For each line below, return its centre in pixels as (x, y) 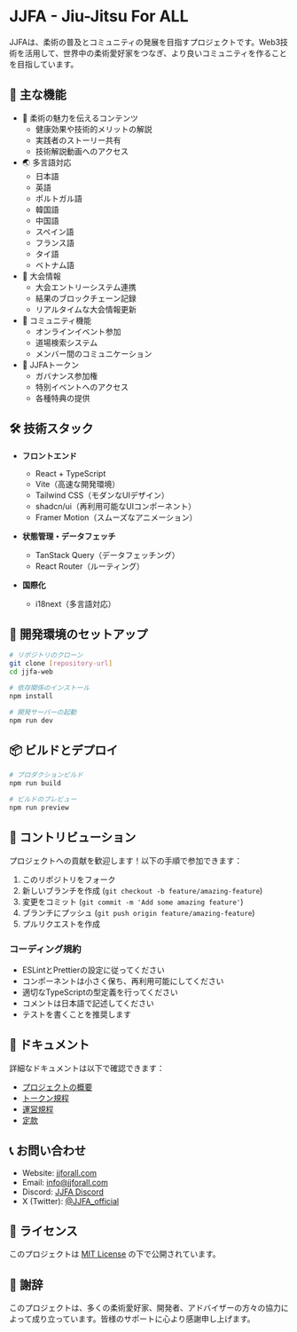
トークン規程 (45, 1098)
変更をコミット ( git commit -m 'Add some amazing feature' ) (133, 902)
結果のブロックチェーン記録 (86, 298)
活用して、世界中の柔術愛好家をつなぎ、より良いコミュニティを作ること (156, 53)
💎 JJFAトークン (51, 365)
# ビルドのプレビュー (43, 800)
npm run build (35, 784)
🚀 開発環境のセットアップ (78, 634)
